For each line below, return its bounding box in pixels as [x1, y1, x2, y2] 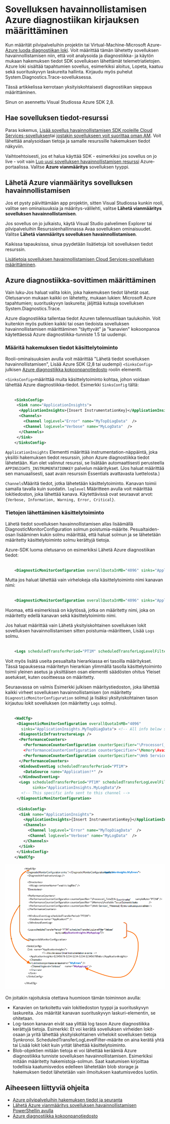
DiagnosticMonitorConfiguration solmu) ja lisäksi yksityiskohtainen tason [5, 695, 158, 701]
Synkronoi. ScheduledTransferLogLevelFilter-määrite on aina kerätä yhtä [12, 1036, 164, 1043]
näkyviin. [5, 143, 24, 149]
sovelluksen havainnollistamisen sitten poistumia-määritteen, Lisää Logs [5, 628, 155, 634]
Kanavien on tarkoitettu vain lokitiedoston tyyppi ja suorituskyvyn [12, 1004, 149, 1010]
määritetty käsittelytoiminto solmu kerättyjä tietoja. [5, 537, 110, 543]
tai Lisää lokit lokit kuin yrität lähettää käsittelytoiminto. [12, 1042, 126, 1048]
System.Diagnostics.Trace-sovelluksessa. [5, 74, 93, 80]
